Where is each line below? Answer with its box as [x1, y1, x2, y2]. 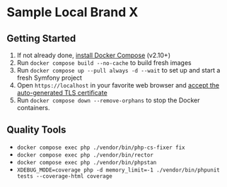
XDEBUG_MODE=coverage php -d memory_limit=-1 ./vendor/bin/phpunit [16, 167, 220, 174]
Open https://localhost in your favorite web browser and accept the [16, 81, 220, 89]
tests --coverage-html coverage [16, 172, 112, 180]
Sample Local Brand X [6, 4, 139, 20]
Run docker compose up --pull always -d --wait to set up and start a [16, 66, 221, 74]
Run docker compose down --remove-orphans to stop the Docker [16, 96, 200, 104]
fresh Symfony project [16, 73, 83, 82]
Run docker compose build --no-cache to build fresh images [16, 59, 192, 67]
